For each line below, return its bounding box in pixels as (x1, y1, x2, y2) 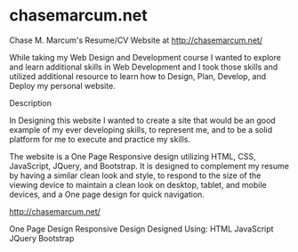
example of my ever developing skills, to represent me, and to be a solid (9, 124, 273, 134)
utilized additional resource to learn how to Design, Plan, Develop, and (9, 70, 267, 81)
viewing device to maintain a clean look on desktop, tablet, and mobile (9, 179, 267, 190)
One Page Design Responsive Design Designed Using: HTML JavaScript (9, 224, 274, 234)
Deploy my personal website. (9, 80, 116, 91)
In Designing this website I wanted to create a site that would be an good (9, 115, 276, 126)
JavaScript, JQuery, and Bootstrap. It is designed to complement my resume (9, 160, 289, 171)
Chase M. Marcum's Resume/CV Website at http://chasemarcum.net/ (9, 35, 263, 45)
